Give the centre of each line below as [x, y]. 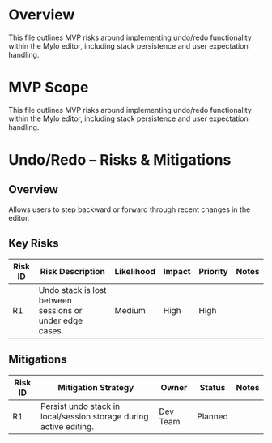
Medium [130, 310]
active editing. [67, 426]
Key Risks [34, 244]
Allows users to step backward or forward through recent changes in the [130, 209]
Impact [177, 271]
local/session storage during [94, 416]
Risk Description [72, 271]
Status [212, 387]
